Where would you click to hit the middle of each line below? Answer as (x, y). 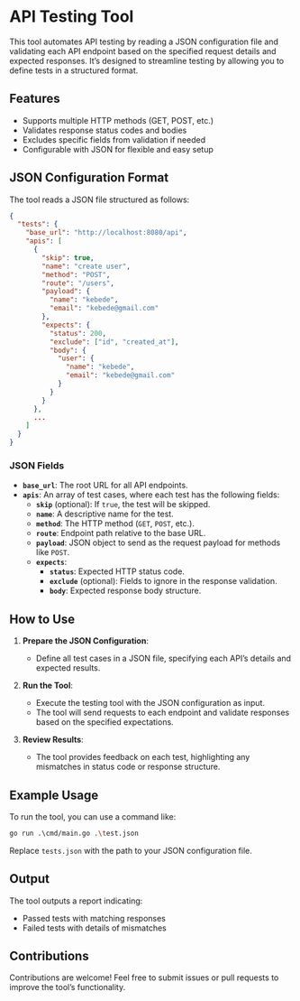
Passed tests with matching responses (94, 918)
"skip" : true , (68, 258)
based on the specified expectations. (105, 722)
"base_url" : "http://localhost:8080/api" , (106, 233)
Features (35, 99)
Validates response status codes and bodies (105, 130)
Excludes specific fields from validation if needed (114, 139)
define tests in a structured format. (74, 70)
